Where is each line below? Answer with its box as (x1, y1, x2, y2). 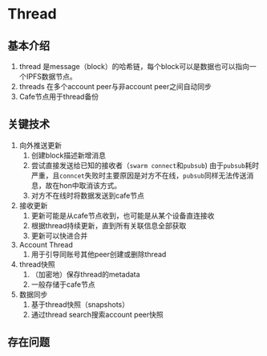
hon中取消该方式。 (59, 180, 122, 190)
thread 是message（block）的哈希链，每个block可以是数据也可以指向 (18, 62, 250, 71)
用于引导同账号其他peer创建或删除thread (30, 249, 167, 259)
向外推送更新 (18, 140, 62, 149)
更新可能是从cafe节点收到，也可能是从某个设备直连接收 (30, 211, 215, 220)
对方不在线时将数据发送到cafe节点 (30, 190, 145, 200)
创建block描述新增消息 (30, 150, 106, 160)
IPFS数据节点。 (26, 72, 77, 81)
